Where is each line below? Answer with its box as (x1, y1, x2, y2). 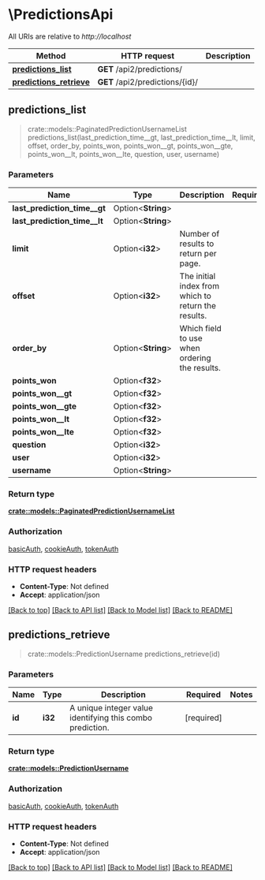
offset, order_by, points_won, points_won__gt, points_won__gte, (27, 140, 233, 151)
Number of (179, 229, 220, 240)
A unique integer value (69, 703, 154, 714)
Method (35, 50, 66, 61)
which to (179, 290, 211, 301)
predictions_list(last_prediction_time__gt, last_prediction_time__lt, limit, (27, 132, 256, 142)
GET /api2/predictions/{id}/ (97, 76, 199, 88)
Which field (179, 323, 222, 334)
